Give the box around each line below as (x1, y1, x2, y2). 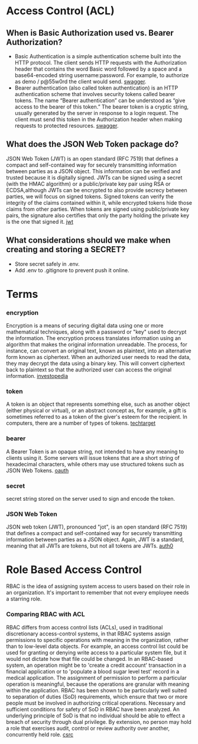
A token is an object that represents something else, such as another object (6, 400, 190, 408)
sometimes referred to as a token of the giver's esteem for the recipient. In (6, 414, 188, 421)
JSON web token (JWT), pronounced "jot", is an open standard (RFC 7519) (6, 523, 188, 530)
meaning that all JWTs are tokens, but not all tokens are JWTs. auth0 (6, 542, 173, 549)
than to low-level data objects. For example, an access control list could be (6, 643, 189, 650)
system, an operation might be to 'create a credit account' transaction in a (6, 662, 186, 669)
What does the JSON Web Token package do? (6, 139, 179, 150)
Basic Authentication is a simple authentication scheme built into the (14, 53, 181, 60)
